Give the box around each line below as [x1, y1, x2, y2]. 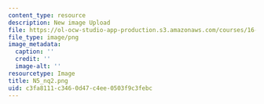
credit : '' [15, 56, 51, 63]
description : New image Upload [8, 19, 111, 27]
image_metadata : [8, 41, 61, 48]
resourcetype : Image [8, 70, 76, 77]
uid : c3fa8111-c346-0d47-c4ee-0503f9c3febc [8, 84, 153, 92]
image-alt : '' [15, 63, 61, 70]
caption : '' [15, 48, 55, 56]
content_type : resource [8, 11, 86, 20]
